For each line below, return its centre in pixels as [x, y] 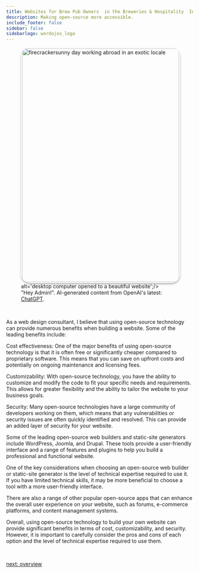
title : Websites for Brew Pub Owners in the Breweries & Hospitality [95, 12]
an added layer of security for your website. [60, 426]
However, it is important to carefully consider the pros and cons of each [94, 535]
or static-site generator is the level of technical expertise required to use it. [97, 474]
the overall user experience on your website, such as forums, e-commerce [97, 504]
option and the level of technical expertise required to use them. [84, 541]
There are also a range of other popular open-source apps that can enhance [99, 498]
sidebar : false [25, 28]
